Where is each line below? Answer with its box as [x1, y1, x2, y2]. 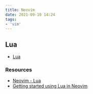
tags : [5, 17, 17, 22]
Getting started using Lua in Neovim [12, 83, 88, 89]
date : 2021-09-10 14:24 [5, 12, 56, 17]
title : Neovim [5, 7, 35, 13]
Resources [5, 66, 32, 73]
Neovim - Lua [12, 78, 41, 84]
